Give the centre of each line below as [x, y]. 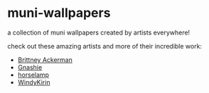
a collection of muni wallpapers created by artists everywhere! [99, 32]
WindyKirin [34, 82]
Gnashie [30, 67]
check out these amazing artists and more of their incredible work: [105, 46]
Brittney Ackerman [45, 60]
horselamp [33, 75]
